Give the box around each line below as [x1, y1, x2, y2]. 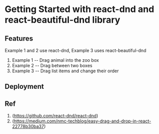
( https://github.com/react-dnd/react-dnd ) [12, 113, 99, 119]
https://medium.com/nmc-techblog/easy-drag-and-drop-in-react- [14, 118, 151, 124]
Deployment [5, 82, 44, 91]
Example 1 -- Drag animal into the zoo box [12, 57, 99, 63]
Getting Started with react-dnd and [5, 4, 154, 15]
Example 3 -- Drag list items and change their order [12, 68, 119, 74]
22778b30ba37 [12, 123, 44, 129]
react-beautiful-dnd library [5, 14, 120, 26]
